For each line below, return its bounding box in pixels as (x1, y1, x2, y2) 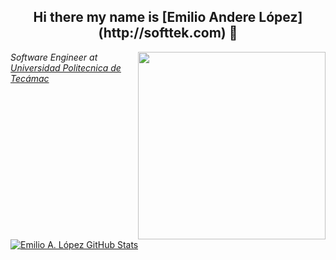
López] (258, 9, 303, 26)
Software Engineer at (10, 51, 98, 63)
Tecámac (10, 72, 50, 84)
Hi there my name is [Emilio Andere (33, 9, 257, 26)
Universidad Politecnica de (10, 61, 122, 74)
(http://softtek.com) (98, 25, 227, 42)
